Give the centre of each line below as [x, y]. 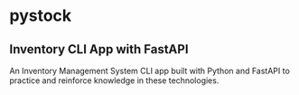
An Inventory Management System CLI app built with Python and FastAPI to [150, 71]
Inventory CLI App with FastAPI [99, 49]
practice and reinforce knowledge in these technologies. [114, 81]
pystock [41, 16]
